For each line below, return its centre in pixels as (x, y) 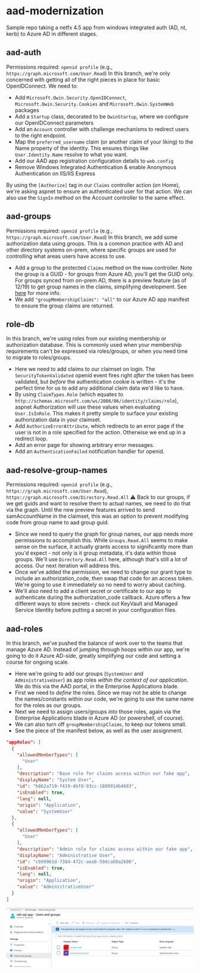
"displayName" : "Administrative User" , (66, 855)
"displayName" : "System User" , (56, 780)
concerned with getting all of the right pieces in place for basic (83, 79)
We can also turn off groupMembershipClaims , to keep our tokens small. (101, 724)
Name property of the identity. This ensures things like (82, 148)
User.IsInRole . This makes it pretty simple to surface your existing (96, 414)
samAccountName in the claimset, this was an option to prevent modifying (97, 516)
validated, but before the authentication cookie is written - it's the (95, 382)
